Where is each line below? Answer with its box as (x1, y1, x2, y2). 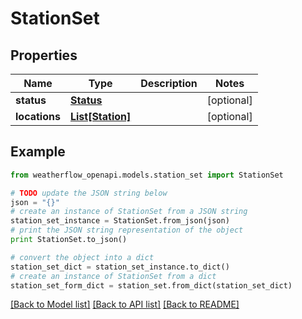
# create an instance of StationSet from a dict (10, 271, 217, 281)
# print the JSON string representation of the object (10, 225, 244, 236)
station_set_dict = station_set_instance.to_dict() (10, 262, 230, 272)
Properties (10, 47, 78, 64)
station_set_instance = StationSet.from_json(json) (10, 216, 230, 226)
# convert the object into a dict (10, 252, 155, 262)
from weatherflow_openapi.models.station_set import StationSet (10, 170, 284, 180)
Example (10, 143, 66, 161)
